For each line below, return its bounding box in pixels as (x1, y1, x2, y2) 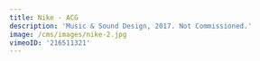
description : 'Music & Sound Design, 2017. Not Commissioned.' (9, 22, 253, 30)
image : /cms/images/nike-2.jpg (9, 30, 127, 39)
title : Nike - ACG (9, 13, 79, 22)
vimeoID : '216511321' (9, 38, 91, 48)
